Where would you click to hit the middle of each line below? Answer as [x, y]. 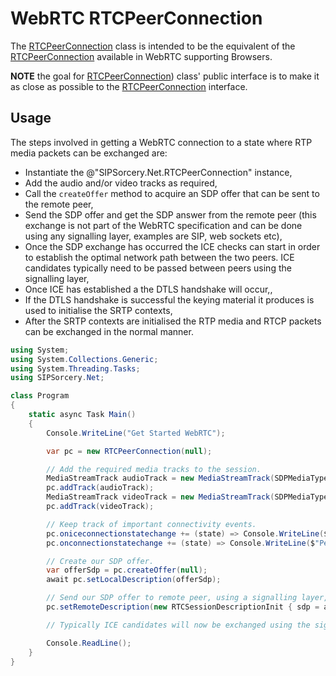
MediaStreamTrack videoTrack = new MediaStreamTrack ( [160, 497]
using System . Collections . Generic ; [84, 359]
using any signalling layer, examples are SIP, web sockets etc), [153, 236]
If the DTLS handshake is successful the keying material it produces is [169, 299]
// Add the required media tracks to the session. [154, 469]
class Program [40, 396]
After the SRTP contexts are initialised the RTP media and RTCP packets [173, 321]
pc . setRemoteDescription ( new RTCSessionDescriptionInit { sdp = [183, 607]
